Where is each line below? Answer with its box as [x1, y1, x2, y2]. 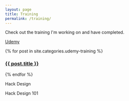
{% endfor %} [5, 71, 33, 77]
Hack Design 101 [5, 90, 38, 96]
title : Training [5, 12, 38, 17]
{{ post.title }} [5, 60, 39, 67]
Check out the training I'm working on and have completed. [5, 30, 125, 35]
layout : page [5, 7, 32, 12]
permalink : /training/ [5, 16, 51, 21]
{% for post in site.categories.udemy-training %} [5, 48, 103, 54]
